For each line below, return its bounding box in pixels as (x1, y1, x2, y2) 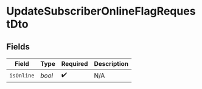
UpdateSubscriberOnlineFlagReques (6, 4, 196, 18)
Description (94, 60, 129, 68)
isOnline (9, 72, 35, 79)
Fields (6, 41, 30, 52)
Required (61, 60, 88, 68)
